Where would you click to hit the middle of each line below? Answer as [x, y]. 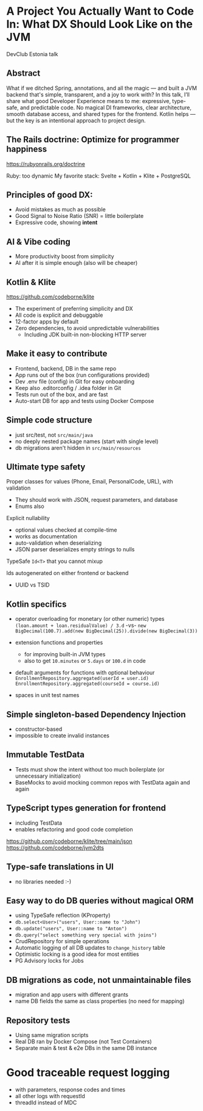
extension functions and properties [59, 643]
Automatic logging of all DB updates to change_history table [90, 948]
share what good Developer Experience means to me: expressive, [89, 101]
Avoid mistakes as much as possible [60, 209]
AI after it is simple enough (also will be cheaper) [76, 263]
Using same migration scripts [52, 1035]
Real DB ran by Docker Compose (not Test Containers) [83, 1041]
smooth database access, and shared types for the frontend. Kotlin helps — [101, 114]
